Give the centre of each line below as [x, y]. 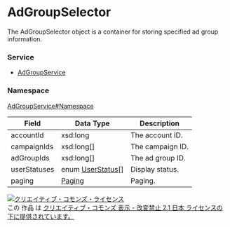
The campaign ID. [160, 146]
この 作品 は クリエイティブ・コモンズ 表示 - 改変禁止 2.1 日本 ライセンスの [115, 207]
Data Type [92, 123]
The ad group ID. [158, 158]
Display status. [155, 169]
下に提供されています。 [41, 216]
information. [25, 39]
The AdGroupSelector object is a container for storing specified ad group [113, 32]
